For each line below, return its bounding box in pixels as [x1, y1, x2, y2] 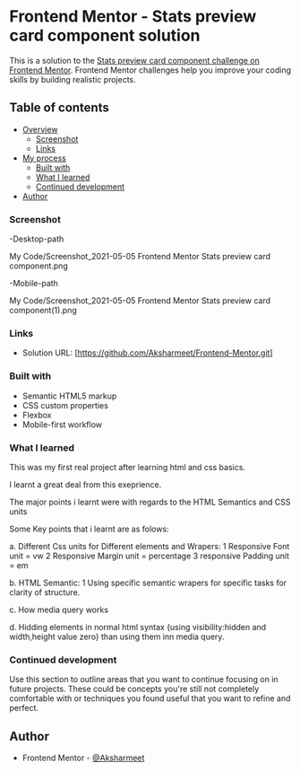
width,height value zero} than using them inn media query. [9, 631, 225, 642]
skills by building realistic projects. [9, 74, 136, 84]
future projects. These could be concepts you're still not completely [9, 684, 260, 695]
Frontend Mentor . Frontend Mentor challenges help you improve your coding [9, 65, 292, 75]
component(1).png [9, 305, 78, 316]
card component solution [9, 25, 201, 46]
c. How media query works [9, 604, 109, 615]
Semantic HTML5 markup [21, 390, 117, 401]
